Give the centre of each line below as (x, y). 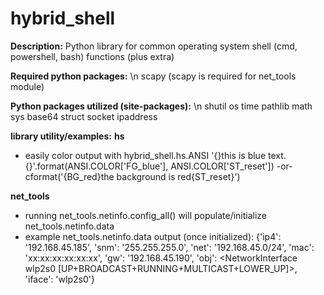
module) (27, 86)
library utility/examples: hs (67, 136)
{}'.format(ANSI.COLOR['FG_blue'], (96, 166)
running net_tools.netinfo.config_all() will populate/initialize (146, 215)
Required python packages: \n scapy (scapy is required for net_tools (153, 76)
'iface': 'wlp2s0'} (59, 279)
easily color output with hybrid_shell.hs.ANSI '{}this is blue (145, 155)
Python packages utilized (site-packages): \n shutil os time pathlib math (161, 106)
